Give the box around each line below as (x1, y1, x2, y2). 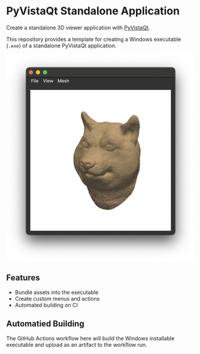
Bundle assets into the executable (14, 289, 99, 296)
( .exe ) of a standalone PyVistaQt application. (6, 42, 117, 49)
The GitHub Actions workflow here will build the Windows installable (6, 334, 175, 342)
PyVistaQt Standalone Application (6, 4, 180, 18)
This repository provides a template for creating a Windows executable (6, 35, 181, 43)
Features (6, 273, 40, 283)
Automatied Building (6, 319, 85, 329)
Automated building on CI (14, 301, 78, 308)
